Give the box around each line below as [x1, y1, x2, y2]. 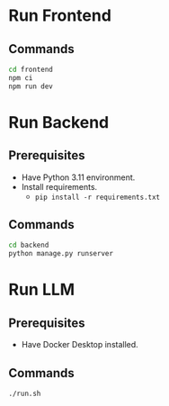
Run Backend [8, 112, 110, 132]
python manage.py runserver [8, 249, 114, 258]
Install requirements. [21, 181, 98, 192]
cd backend [8, 240, 49, 250]
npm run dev [8, 82, 53, 91]
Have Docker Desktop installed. [21, 339, 138, 350]
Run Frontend [8, 5, 111, 26]
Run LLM [8, 280, 76, 300]
